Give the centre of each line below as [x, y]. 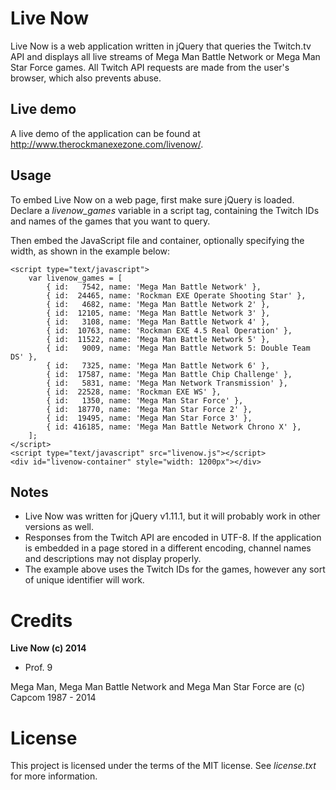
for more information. [54, 776]
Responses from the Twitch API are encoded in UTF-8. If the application [173, 538]
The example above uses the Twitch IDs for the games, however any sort [175, 569]
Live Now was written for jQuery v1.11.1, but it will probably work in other [172, 516]
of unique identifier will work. [84, 580]
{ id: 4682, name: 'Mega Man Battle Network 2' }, [158, 304]
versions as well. [59, 527]
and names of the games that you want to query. [110, 221]
